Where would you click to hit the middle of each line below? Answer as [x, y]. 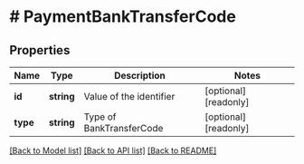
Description [140, 76]
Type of [100, 117]
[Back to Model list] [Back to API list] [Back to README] [113, 150]
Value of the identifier [129, 96]
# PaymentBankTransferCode [123, 17]
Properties [40, 50]
